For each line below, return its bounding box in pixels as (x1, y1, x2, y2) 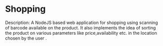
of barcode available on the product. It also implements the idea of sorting (5, 24, 156, 30)
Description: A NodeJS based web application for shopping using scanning (5, 20, 158, 25)
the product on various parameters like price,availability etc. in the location (5, 30, 157, 36)
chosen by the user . (5, 35, 47, 41)
